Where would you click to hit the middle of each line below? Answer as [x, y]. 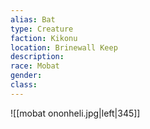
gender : [26, 76]
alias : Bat [33, 19]
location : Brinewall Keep [64, 47]
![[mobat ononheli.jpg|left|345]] [75, 113]
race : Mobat [35, 66]
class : [24, 85]
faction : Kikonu [44, 38]
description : [37, 57]
